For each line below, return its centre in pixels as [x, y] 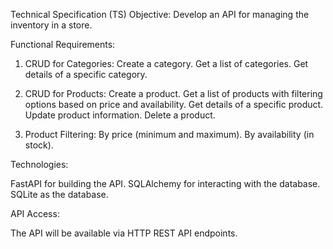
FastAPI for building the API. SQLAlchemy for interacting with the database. [165, 183]
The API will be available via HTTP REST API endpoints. [124, 233]
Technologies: [39, 164]
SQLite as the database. [59, 194]
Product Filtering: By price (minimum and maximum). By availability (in [169, 134]
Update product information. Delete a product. [120, 115]
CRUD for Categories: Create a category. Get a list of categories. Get [166, 63]
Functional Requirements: [63, 44]
